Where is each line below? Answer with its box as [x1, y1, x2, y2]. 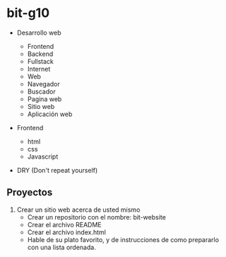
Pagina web [27, 94, 62, 103]
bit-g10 [6, 5, 50, 21]
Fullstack [27, 57, 54, 65]
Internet [27, 64, 51, 73]
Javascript [27, 152, 59, 161]
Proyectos [6, 186, 53, 199]
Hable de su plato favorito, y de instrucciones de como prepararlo [27, 235, 220, 244]
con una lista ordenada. [27, 243, 96, 251]
